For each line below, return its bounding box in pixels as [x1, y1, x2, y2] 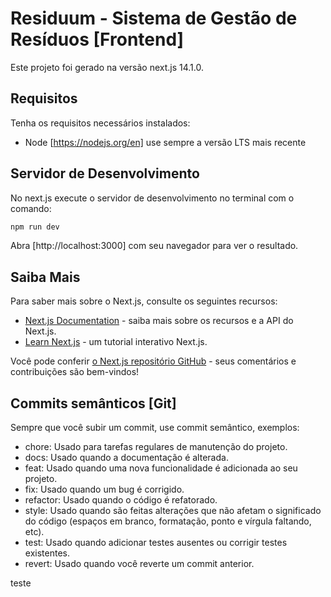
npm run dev [10, 222, 60, 232]
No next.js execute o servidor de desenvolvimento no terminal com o [10, 192, 295, 204]
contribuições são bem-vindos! [10, 366, 140, 378]
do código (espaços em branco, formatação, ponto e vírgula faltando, [24, 515, 312, 527]
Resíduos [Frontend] [10, 28, 185, 51]
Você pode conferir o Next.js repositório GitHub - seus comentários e [10, 355, 297, 367]
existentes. [24, 547, 70, 559]
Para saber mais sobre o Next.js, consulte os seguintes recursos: [10, 295, 278, 307]
